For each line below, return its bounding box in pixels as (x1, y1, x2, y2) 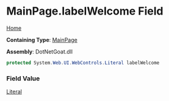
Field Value (6, 74, 40, 83)
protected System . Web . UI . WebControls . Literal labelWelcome (6, 60, 160, 66)
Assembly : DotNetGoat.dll (6, 47, 73, 55)
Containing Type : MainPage (6, 36, 77, 43)
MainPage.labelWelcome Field (6, 4, 164, 18)
